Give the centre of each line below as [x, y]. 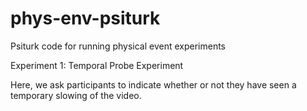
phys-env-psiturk [85, 18]
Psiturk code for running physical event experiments [118, 46]
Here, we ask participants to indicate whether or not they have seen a [153, 84]
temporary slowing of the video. [76, 95]
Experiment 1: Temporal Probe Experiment [97, 65]
